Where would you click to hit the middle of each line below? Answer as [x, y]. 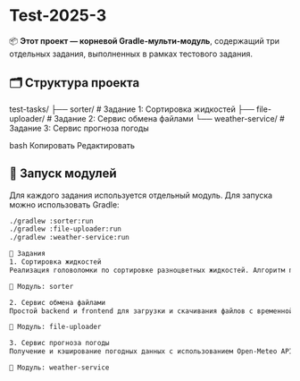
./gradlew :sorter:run [51, 221]
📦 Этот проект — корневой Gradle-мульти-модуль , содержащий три [144, 40]
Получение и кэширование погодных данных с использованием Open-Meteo [143, 351]
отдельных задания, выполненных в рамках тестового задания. [131, 54]
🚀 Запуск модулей [63, 174]
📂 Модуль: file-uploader [55, 327]
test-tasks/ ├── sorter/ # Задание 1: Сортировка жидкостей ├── [132, 109]
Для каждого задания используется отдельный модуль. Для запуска [141, 195]
